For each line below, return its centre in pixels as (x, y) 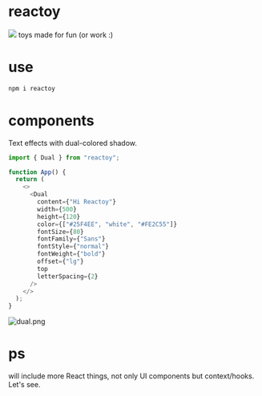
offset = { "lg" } (60, 262)
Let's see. (24, 385)
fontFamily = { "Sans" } (71, 239)
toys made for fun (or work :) (66, 34)
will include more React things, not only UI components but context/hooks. (131, 376)
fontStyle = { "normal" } (73, 247)
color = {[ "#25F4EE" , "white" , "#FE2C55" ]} (107, 224)
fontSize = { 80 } (60, 232)
